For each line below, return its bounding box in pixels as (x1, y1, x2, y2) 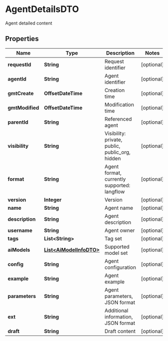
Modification (104, 101, 134, 108)
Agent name (104, 204, 133, 211)
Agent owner (104, 227, 135, 234)
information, (104, 313, 133, 320)
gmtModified (7, 104, 39, 111)
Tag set (104, 235, 122, 242)
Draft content (104, 327, 136, 334)
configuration (104, 264, 136, 271)
